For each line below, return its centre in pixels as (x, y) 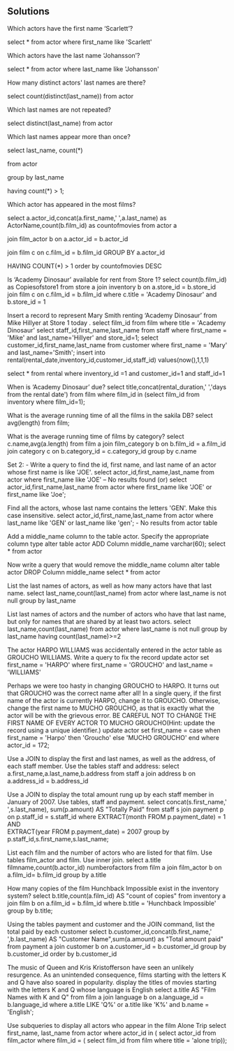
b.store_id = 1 (27, 302)
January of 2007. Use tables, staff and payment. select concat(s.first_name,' (117, 802)
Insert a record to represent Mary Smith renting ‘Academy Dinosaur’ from (112, 315)
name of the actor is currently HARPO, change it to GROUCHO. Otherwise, (114, 700)
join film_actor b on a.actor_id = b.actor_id (68, 239)
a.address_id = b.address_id (48, 781)
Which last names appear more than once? (69, 136)
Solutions (29, 12)
